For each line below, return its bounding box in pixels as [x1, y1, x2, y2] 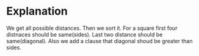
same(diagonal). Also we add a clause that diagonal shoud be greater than [6, 37, 193, 44]
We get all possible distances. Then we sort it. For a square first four [6, 24, 178, 32]
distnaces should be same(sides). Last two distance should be [6, 30, 163, 38]
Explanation [6, 4, 68, 18]
